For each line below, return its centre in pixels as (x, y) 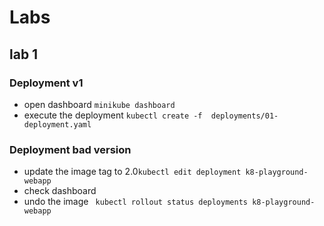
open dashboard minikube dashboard (99, 104)
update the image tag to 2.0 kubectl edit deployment (132, 172)
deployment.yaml (57, 124)
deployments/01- (244, 116)
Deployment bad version (70, 149)
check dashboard (60, 191)
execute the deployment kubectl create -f (113, 115)
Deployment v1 (46, 83)
